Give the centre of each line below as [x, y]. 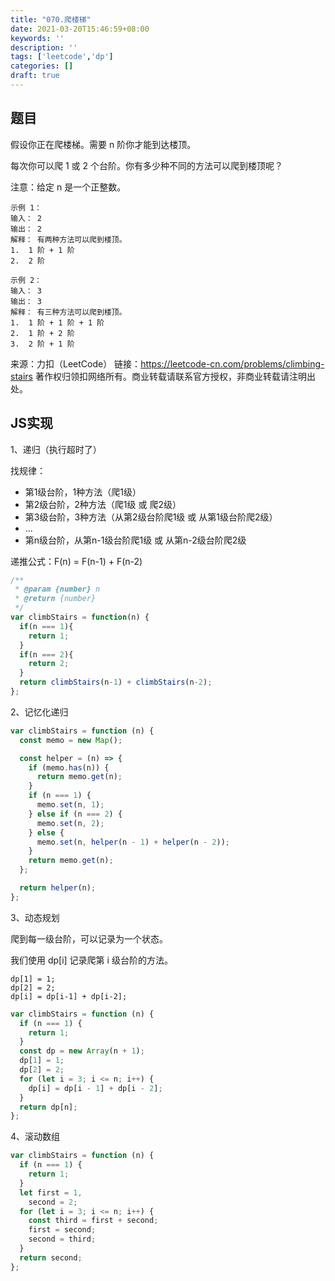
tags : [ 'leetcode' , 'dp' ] [62, 57]
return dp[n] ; [48, 1107]
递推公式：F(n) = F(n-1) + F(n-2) [76, 561]
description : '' [44, 47]
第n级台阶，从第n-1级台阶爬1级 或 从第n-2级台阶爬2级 [135, 540]
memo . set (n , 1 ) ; [70, 805]
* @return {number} [55, 599]
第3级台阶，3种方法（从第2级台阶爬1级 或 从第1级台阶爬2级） [151, 517]
